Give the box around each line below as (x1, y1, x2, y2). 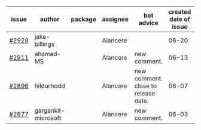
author (39, 15, 60, 23)
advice (138, 19, 159, 27)
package (71, 15, 97, 23)
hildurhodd (34, 82, 66, 90)
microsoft (34, 114, 62, 122)
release (134, 89, 156, 97)
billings (34, 40, 55, 48)
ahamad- (34, 50, 62, 58)
